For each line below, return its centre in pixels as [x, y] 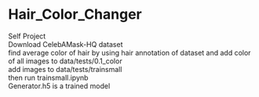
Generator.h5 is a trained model [59, 86]
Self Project [27, 36]
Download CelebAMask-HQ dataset [66, 44]
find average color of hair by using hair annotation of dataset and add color [129, 52]
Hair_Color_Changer [75, 14]
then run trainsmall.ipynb [48, 77]
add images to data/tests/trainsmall [65, 69]
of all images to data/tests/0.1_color [66, 61]
